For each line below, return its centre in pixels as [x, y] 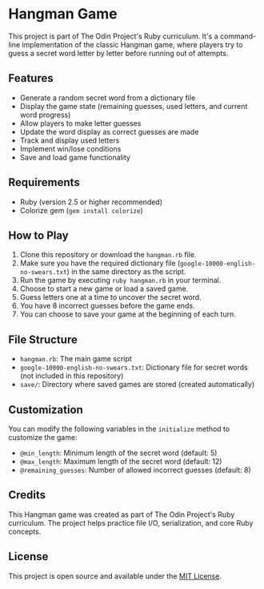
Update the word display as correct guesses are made [109, 131]
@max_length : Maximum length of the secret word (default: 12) [121, 461]
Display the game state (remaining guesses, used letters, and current [134, 106]
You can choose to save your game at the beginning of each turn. [128, 314]
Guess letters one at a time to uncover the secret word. [110, 297]
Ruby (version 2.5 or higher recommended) [91, 202]
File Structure [43, 339]
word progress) [45, 115]
